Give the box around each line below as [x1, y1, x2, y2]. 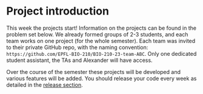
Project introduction [6, 4, 109, 18]
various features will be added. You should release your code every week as [6, 75, 197, 82]
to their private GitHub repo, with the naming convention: [6, 44, 148, 51]
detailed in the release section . [6, 81, 83, 89]
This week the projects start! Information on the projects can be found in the [6, 24, 197, 32]
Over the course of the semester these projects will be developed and [6, 68, 181, 75]
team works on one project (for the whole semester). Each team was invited [6, 37, 196, 44]
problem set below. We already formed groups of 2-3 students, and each [6, 30, 188, 38]
